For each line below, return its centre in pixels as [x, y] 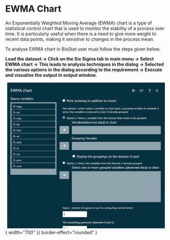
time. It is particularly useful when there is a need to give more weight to [81, 34]
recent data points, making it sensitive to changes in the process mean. [80, 39]
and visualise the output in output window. [51, 75]
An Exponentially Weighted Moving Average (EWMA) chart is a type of [79, 23]
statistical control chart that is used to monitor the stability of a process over [85, 28]
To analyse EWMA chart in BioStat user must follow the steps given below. [83, 49]
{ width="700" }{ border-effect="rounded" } [51, 232]
